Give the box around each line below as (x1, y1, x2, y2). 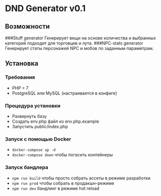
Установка (5, 59, 39, 68)
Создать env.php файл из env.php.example (12, 118, 99, 124)
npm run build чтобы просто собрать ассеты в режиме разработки (12, 175, 151, 181)
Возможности (5, 22, 50, 31)
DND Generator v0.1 (5, 3, 86, 14)
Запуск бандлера (5, 164, 48, 171)
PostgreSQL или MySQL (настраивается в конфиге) (12, 90, 117, 96)
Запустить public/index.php (12, 123, 68, 129)
